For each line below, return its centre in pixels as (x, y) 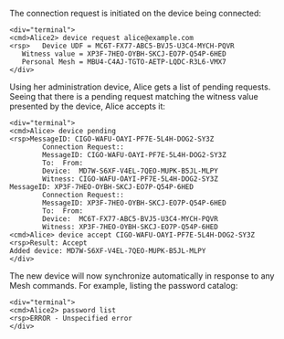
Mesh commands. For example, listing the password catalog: (124, 286)
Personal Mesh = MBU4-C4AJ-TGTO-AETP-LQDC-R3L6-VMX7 (124, 62)
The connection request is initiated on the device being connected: (136, 13)
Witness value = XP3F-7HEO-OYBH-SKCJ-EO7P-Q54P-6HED (124, 54)
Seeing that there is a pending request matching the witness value (134, 96)
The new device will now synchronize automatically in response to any (142, 276)
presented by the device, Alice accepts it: (88, 106)
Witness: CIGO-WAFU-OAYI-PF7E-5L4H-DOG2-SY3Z (131, 179)
